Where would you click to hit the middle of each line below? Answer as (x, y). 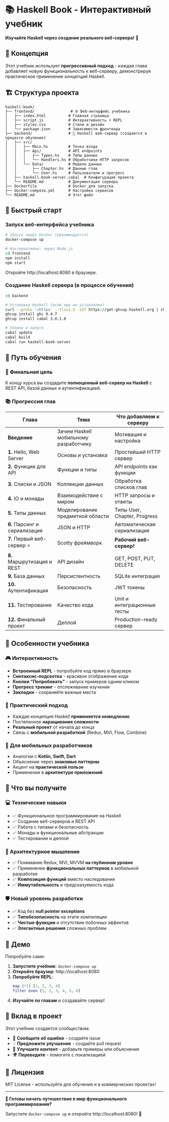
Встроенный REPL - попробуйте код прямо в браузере (72, 671)
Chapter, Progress (136, 516)
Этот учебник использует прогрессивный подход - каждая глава (76, 65)
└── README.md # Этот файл (49, 195)
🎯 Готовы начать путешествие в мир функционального (66, 1099)
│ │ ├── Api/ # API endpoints (54, 151)
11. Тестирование (30, 605)
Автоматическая (135, 524)
